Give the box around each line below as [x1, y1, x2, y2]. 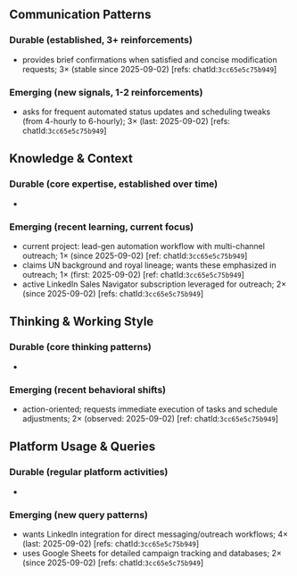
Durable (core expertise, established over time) [9, 178, 219, 190]
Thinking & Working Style [9, 314, 154, 330]
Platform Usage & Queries [9, 439, 156, 455]
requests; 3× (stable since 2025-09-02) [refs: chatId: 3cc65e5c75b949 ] [21, 63, 277, 74]
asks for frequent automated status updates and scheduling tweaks [21, 106, 271, 117]
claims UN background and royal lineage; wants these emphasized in [21, 259, 276, 271]
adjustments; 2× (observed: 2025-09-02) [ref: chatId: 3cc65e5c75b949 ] [21, 413, 279, 423]
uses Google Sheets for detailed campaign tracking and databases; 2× [21, 547, 283, 558]
